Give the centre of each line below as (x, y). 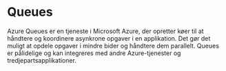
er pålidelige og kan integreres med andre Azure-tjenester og (94, 53)
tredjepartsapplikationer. (42, 60)
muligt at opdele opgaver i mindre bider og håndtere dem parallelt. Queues (113, 45)
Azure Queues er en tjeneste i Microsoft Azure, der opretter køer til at (106, 31)
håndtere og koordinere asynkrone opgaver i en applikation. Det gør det (109, 38)
